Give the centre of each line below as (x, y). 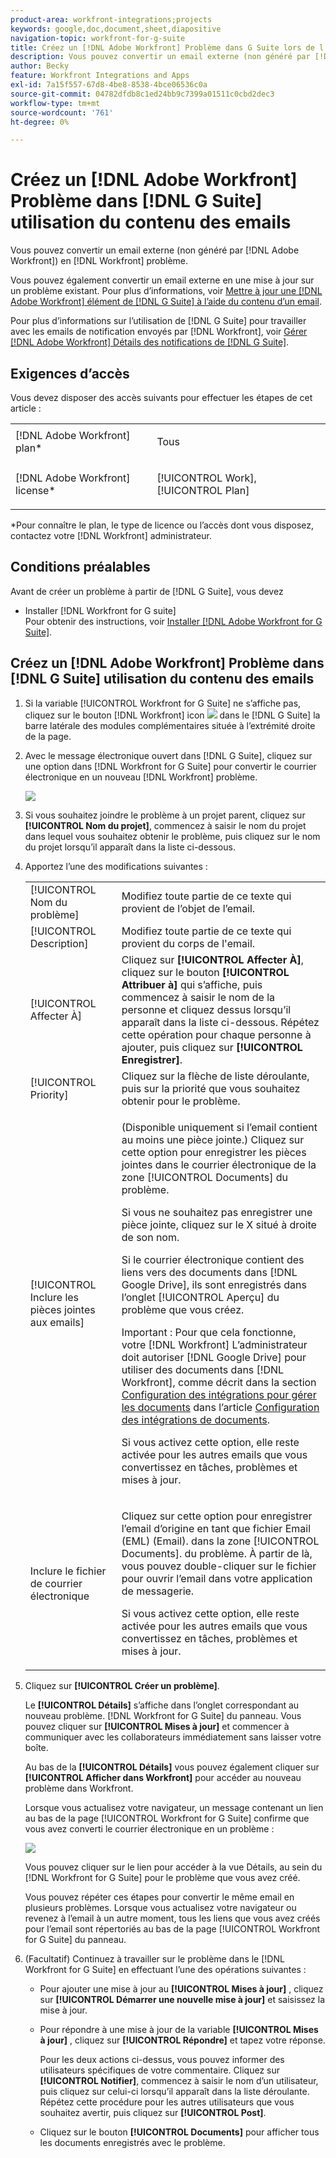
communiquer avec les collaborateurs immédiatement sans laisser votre (173, 1737)
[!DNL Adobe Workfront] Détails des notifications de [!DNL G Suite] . (150, 342)
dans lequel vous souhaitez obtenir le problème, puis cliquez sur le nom (172, 836)
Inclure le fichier (68, 1571)
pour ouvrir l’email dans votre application (217, 1578)
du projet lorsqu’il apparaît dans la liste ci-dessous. (130, 847)
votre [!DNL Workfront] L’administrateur (214, 1344)
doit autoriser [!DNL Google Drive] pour (214, 1357)
